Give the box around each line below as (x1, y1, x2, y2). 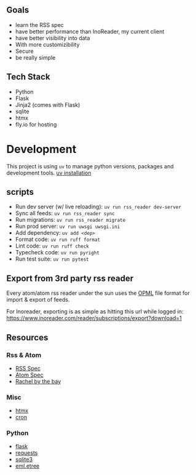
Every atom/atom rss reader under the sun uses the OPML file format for (6, 289, 190, 297)
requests (15, 449, 38, 457)
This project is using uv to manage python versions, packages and (6, 162, 174, 170)
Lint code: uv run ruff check (15, 242, 89, 249)
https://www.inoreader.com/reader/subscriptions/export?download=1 (6, 315, 182, 322)
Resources (6, 332, 49, 343)
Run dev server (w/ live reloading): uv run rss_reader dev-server (15, 203, 181, 211)
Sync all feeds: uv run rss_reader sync (15, 210, 115, 217)
